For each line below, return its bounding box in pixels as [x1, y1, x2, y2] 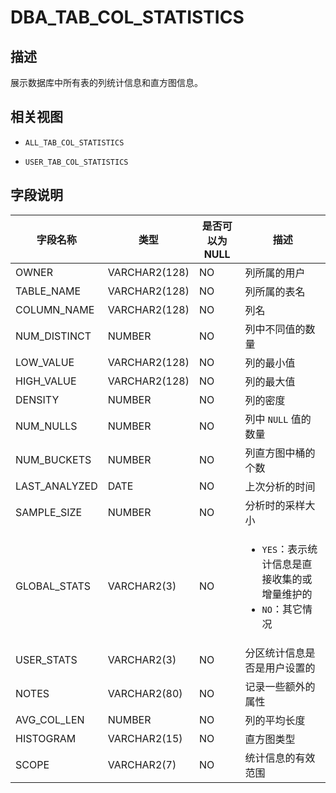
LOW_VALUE [15, 355, 75, 369]
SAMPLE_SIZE [15, 505, 83, 519]
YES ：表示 [261, 542, 308, 556]
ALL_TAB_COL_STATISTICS [24, 137, 125, 148]
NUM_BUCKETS [15, 452, 92, 466]
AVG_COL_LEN [15, 712, 85, 726]
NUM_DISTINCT [15, 329, 92, 343]
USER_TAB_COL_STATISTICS [24, 157, 129, 167]
